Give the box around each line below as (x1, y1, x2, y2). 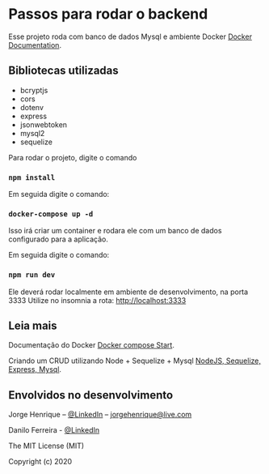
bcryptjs (19, 85, 48, 95)
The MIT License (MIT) (8, 441, 85, 451)
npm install (8, 173, 56, 182)
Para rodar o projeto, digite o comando (8, 152, 137, 162)
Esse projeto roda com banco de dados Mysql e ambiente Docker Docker (8, 32, 253, 41)
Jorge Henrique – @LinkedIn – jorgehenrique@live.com (8, 410, 192, 420)
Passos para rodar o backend (8, 5, 208, 23)
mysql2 (19, 128, 45, 138)
